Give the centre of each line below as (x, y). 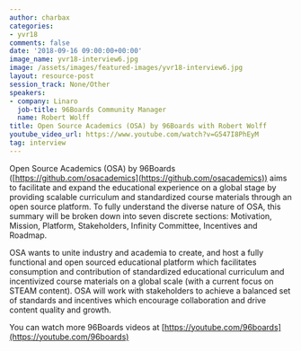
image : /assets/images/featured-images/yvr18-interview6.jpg (126, 68)
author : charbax (40, 18)
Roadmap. (28, 235)
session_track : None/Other (60, 84)
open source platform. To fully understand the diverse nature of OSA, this (145, 206)
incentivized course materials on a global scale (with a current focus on (142, 281)
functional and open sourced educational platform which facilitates (133, 262)
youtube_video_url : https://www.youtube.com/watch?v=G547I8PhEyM (134, 135)
